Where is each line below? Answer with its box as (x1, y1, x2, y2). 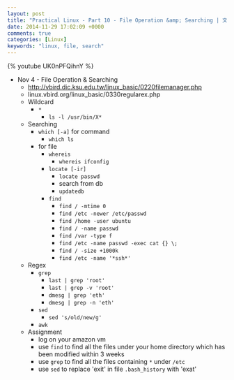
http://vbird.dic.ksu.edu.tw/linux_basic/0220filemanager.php (27, 83, 202, 91)
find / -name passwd (58, 225, 119, 232)
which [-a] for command (38, 127, 110, 136)
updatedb (58, 188, 85, 195)
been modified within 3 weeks (38, 350, 125, 358)
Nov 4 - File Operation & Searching (17, 75, 118, 84)
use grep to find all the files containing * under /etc (38, 358, 186, 365)
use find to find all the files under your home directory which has (38, 343, 226, 351)
